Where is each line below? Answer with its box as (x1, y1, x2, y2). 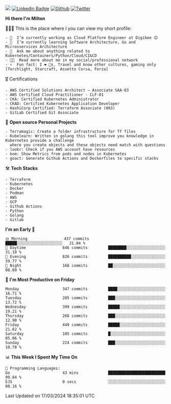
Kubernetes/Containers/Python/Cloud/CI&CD (5, 53, 97, 58)
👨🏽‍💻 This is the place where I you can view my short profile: (5, 26, 132, 31)
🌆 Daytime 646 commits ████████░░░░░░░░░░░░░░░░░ (5, 245, 166, 250)
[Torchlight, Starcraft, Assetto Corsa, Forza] (5, 67, 109, 72)
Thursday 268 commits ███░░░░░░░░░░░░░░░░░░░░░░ (5, 313, 166, 318)
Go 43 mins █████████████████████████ (5, 370, 166, 375)
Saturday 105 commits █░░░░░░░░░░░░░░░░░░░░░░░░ (5, 331, 166, 336)
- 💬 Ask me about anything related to (5, 49, 90, 54)
